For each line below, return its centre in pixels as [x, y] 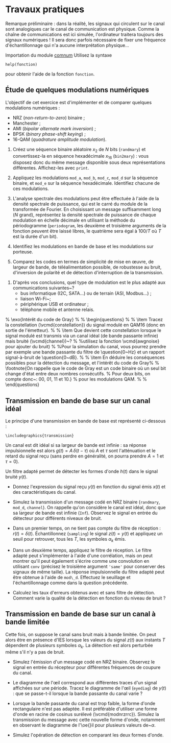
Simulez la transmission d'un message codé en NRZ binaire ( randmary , [86, 502]
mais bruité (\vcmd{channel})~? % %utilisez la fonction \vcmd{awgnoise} [82, 341]
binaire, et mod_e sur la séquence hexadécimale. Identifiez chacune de [86, 183]
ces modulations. [31, 189]
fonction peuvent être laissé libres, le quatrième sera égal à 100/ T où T [87, 231]
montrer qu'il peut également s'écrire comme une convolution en [81, 561]
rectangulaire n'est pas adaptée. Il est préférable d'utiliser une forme [85, 709]
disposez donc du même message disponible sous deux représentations [89, 162]
